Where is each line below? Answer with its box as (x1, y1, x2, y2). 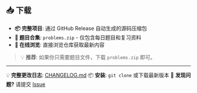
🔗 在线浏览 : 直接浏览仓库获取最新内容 (14, 41, 105, 48)
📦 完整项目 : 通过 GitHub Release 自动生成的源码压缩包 (14, 25, 148, 32)
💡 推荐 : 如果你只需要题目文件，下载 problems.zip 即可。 (20, 53, 156, 60)
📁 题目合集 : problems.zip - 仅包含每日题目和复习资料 (14, 34, 142, 41)
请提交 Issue (15, 81, 46, 88)
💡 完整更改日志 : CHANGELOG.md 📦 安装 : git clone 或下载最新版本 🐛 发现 (6, 71, 186, 78)
